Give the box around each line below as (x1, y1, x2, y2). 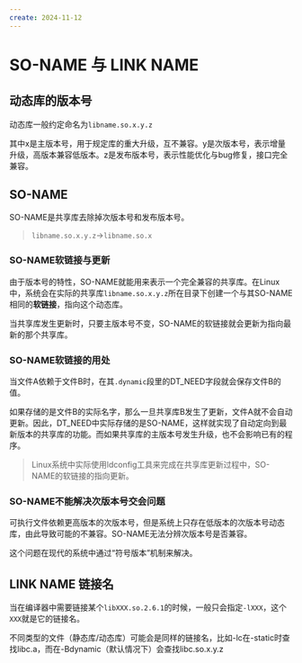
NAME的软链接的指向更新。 (31, 470, 135, 481)
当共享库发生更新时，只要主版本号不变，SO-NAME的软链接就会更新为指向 (9, 318, 284, 328)
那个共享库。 (24, 329, 73, 340)
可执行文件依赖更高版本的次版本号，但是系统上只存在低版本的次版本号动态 (9, 517, 285, 528)
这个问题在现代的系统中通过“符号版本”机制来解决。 (9, 548, 198, 559)
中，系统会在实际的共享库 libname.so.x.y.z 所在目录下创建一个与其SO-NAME (9, 287, 293, 298)
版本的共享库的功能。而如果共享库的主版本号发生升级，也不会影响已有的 (16, 429, 285, 440)
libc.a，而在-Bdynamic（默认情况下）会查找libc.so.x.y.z (16, 644, 225, 655)
